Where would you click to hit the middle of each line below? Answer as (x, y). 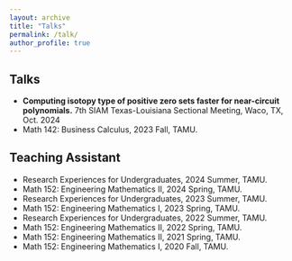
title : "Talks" (38, 26)
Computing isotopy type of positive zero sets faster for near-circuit (151, 101)
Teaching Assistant (65, 158)
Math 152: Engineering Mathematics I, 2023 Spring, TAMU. (131, 208)
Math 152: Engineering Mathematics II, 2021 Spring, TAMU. (131, 237)
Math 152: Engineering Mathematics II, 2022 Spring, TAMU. (132, 227)
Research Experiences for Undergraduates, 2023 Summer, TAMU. (145, 198)
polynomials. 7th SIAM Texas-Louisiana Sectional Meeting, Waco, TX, (153, 111)
